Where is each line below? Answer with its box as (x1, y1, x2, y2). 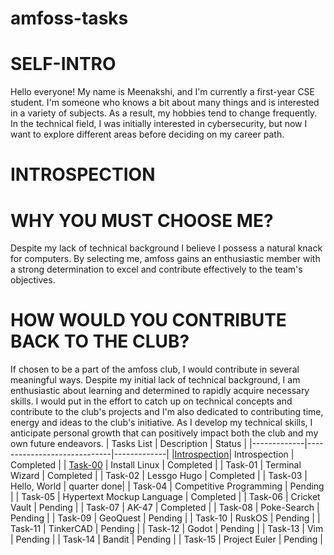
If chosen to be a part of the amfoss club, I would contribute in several (10, 363, 300, 376)
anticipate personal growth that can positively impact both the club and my (10, 427, 319, 439)
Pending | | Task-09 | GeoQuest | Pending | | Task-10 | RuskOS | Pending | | (10, 512, 321, 524)
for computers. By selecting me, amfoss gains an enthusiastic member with (10, 253, 321, 265)
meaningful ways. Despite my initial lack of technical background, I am (10, 374, 301, 386)
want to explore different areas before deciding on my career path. (10, 128, 285, 141)
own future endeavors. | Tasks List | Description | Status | (10, 438, 248, 450)
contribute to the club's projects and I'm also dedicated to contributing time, (10, 406, 324, 418)
